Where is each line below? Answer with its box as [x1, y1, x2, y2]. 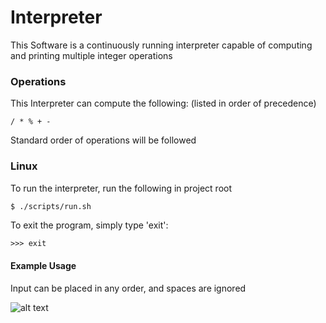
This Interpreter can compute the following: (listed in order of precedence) [10, 97, 317, 110]
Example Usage [10, 260, 77, 271]
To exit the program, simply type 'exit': [10, 219, 169, 231]
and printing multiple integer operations [10, 49, 173, 61]
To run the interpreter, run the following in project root [10, 182, 233, 194]
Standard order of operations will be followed [10, 134, 197, 146]
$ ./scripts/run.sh [10, 201, 92, 211]
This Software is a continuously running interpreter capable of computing [10, 39, 313, 51]
